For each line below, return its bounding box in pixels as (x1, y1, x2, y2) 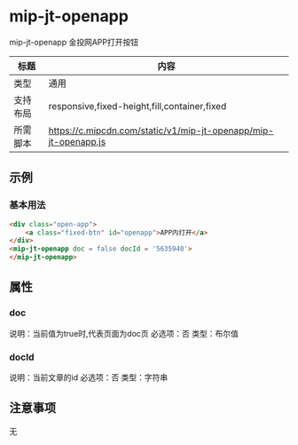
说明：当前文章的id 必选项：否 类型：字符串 (9, 371, 169, 383)
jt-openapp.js (48, 135, 106, 147)
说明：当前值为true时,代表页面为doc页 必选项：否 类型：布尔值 (9, 328, 239, 338)
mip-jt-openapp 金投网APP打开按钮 (9, 36, 139, 47)
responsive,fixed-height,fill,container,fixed (48, 99, 227, 112)
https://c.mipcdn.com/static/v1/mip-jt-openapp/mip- (48, 124, 275, 137)
